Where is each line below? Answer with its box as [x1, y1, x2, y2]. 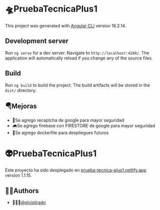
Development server [5, 37, 69, 45]
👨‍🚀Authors [5, 187, 39, 195]
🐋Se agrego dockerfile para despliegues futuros [12, 130, 109, 136]
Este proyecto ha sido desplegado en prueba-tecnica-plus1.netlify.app [5, 167, 146, 173]
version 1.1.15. [5, 172, 32, 178]
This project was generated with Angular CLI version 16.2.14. [5, 22, 126, 29]
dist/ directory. [5, 87, 37, 93]
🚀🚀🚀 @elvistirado [12, 200, 46, 206]
